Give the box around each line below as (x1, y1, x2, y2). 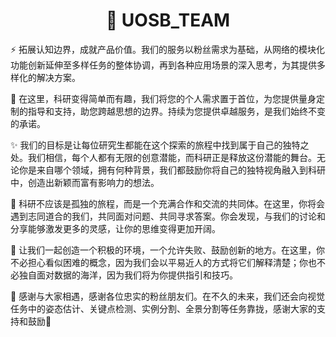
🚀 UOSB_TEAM (105, 9, 231, 32)
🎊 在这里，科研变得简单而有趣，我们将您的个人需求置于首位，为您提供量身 (10, 92, 317, 104)
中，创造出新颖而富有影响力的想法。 (10, 176, 160, 188)
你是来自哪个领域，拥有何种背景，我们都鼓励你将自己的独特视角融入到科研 (18, 164, 326, 176)
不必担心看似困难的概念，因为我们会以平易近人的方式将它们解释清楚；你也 (10, 256, 317, 268)
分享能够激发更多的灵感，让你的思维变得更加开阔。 (10, 222, 221, 234)
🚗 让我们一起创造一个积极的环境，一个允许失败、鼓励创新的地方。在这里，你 (10, 244, 326, 256)
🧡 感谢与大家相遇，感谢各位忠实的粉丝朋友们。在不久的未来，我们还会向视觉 (10, 290, 326, 302)
